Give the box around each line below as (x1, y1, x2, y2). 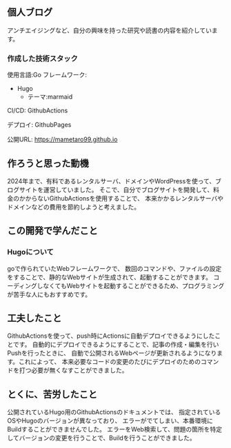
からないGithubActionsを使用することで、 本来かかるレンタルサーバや (25, 194, 224, 202)
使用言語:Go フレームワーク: (7, 71, 88, 79)
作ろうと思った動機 (7, 157, 89, 169)
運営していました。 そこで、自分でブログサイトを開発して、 (43, 185, 214, 194)
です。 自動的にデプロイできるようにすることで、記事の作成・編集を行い (12, 340, 219, 349)
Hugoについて (7, 247, 54, 257)
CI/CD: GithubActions (7, 106, 68, 115)
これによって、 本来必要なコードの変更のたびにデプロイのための (18, 358, 201, 366)
